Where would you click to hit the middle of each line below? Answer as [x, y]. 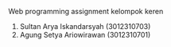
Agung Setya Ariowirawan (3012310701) [85, 35]
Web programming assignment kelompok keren [86, 11]
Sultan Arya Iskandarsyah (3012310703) [85, 26]
